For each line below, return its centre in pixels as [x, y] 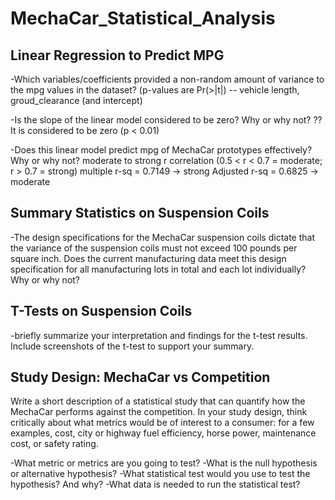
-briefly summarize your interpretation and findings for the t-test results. [159, 335]
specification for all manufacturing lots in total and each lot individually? [158, 269]
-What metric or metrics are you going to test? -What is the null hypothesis [164, 463]
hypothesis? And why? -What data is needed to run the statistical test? [155, 484]
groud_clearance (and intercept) [76, 100]
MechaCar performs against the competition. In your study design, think [159, 412]
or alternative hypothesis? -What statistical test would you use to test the [160, 474]
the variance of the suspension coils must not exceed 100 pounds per [154, 248]
